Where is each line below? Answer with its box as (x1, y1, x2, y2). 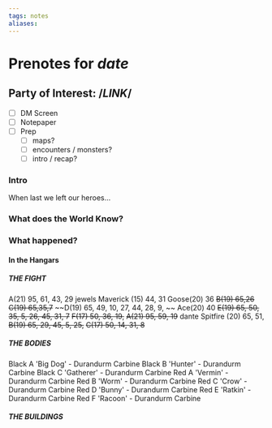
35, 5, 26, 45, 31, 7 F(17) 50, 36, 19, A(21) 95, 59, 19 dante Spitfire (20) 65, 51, (8, 311, 265, 321)
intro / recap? (32, 153, 78, 163)
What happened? (8, 235, 78, 246)
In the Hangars (8, 255, 59, 264)
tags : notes (8, 11, 49, 20)
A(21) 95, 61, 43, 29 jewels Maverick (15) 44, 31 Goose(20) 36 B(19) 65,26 (8, 293, 255, 304)
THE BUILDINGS (8, 412, 63, 422)
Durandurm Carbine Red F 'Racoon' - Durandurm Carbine (8, 393, 201, 403)
